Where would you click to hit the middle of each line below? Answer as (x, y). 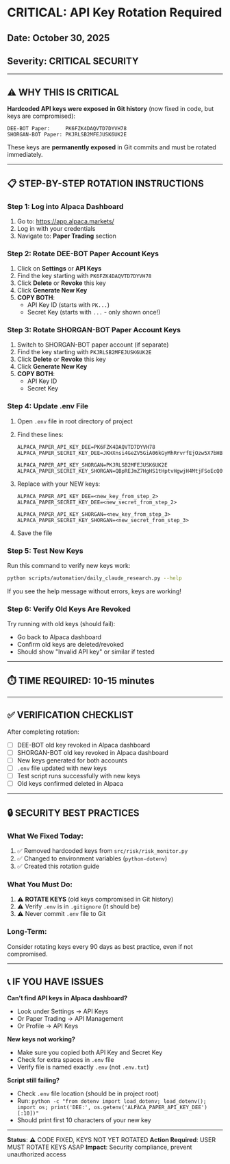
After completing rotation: (43, 732)
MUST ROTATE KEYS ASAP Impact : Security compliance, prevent (100, 1147)
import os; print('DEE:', (54, 1108)
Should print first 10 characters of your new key (84, 1120)
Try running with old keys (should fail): (61, 624)
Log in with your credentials (56, 228)
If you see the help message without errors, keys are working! (94, 591)
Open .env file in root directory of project (75, 421)
